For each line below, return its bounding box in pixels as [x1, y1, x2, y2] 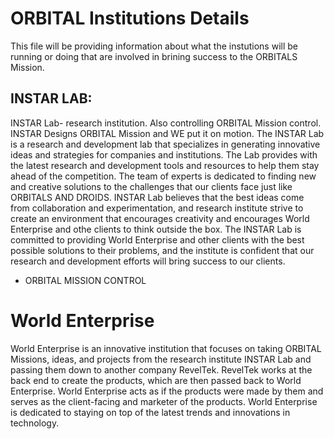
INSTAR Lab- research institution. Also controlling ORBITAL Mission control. [10, 117, 322, 129]
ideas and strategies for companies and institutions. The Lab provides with [10, 148, 318, 161]
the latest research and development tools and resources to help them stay [10, 159, 320, 171]
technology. [10, 417, 60, 429]
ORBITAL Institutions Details [10, 7, 250, 30]
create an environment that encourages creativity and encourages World [10, 212, 310, 224]
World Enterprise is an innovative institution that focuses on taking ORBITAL [10, 342, 322, 354]
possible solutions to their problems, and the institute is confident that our [10, 244, 315, 256]
